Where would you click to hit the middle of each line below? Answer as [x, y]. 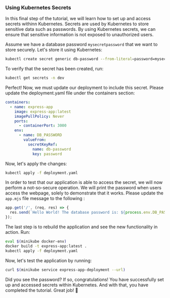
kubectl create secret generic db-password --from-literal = [70, 59]
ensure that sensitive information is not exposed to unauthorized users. [79, 35]
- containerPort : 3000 [42, 126]
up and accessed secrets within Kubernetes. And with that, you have [77, 285]
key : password [47, 154]
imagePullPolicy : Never [39, 116]
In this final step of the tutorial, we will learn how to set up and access [78, 19]
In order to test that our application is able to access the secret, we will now [84, 182]
